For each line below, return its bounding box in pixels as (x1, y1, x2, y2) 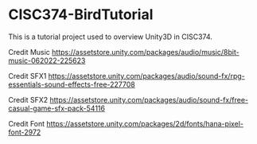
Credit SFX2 (8, 95, 49, 104)
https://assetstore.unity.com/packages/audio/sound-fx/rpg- (48, 71, 245, 80)
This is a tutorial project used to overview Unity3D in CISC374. (8, 32, 212, 41)
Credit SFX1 (8, 71, 47, 80)
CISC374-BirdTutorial (8, 6, 154, 24)
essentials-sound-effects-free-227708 (8, 80, 135, 89)
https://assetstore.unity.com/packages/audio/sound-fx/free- (49, 95, 249, 104)
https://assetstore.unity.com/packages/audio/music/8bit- (51, 47, 240, 56)
